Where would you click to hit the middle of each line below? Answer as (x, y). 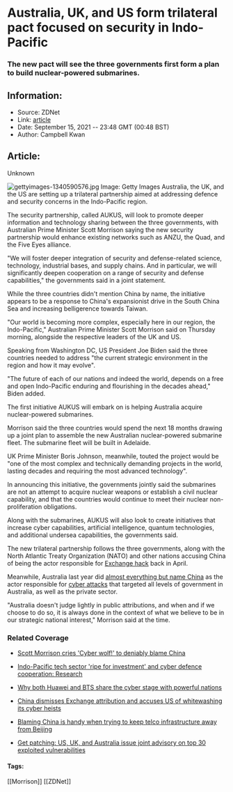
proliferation (25, 506)
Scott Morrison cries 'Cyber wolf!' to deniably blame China (101, 653)
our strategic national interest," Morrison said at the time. (89, 620)
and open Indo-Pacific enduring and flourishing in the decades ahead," (109, 386)
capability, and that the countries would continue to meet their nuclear (108, 499)
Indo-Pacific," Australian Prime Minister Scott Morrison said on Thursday (111, 329)
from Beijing (34, 729)
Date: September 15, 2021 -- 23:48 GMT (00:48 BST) (93, 127)
